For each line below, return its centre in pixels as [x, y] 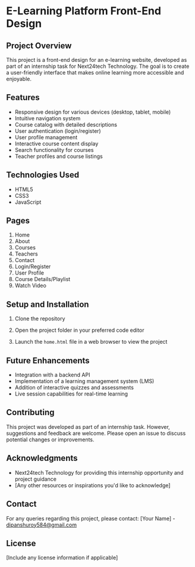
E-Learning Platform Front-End [84, 11]
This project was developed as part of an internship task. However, [88, 426]
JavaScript [28, 202]
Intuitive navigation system [48, 118]
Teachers [26, 254]
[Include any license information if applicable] [62, 557]
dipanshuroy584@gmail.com [42, 525]
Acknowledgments [42, 458]
